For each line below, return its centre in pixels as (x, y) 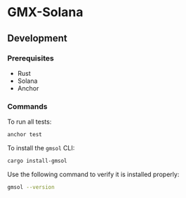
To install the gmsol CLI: (41, 148)
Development (38, 38)
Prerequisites (31, 58)
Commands (27, 106)
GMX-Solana (45, 12)
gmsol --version (31, 187)
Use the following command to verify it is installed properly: (93, 174)
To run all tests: (29, 122)
